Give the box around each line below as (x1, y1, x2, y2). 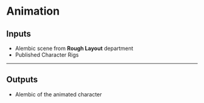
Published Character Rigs (15, 51, 79, 59)
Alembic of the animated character (15, 90, 102, 98)
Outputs (6, 74, 38, 85)
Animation (6, 4, 60, 18)
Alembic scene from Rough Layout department (15, 44, 134, 52)
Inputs (6, 29, 32, 39)
